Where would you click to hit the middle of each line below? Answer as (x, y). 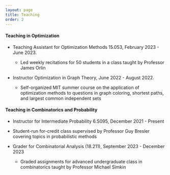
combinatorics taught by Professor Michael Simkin (73, 167)
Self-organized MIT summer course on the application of (80, 87)
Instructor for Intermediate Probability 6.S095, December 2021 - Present (88, 121)
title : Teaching (22, 15)
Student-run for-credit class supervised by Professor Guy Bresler (81, 131)
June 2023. (25, 52)
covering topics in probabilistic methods (55, 136)
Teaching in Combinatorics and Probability (51, 110)
